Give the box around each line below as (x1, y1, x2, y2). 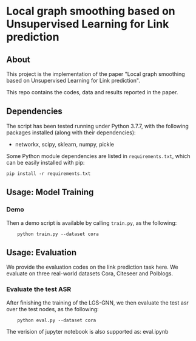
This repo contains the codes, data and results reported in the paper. (6, 89, 178, 95)
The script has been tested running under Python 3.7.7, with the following (6, 122, 189, 129)
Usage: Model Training (6, 187, 94, 198)
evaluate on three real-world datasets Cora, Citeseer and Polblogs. (6, 270, 174, 277)
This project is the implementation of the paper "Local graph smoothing (6, 71, 185, 77)
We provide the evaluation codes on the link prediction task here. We (6, 263, 178, 271)
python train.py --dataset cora (17, 231, 99, 237)
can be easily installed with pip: (6, 159, 85, 166)
